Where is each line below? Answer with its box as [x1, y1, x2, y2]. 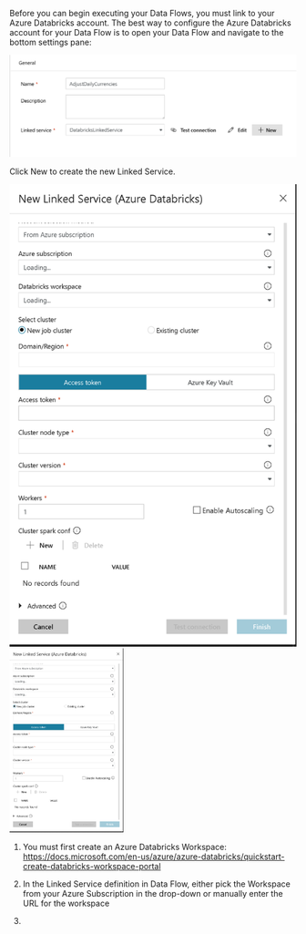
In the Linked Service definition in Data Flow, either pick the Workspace [22, 878, 291, 889]
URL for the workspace [22, 898, 110, 908]
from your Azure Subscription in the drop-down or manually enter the [22, 888, 284, 898]
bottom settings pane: [9, 36, 92, 47]
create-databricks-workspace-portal [22, 860, 161, 871]
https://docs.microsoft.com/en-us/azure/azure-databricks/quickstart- [22, 851, 285, 862]
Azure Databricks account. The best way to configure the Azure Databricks [9, 17, 291, 28]
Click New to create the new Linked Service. [9, 166, 176, 177]
